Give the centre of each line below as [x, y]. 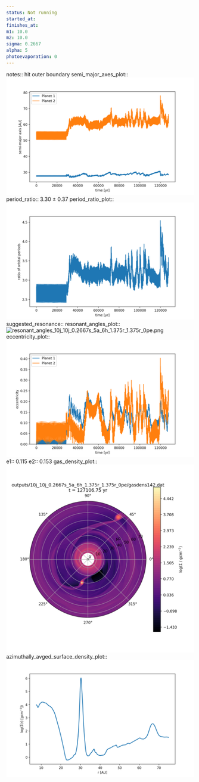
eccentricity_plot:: [28, 336]
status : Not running [32, 13]
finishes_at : [22, 25]
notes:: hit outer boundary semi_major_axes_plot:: [67, 74]
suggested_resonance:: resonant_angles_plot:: [63, 324]
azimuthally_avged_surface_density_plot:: [57, 656]
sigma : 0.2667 [24, 44]
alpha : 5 [17, 51]
